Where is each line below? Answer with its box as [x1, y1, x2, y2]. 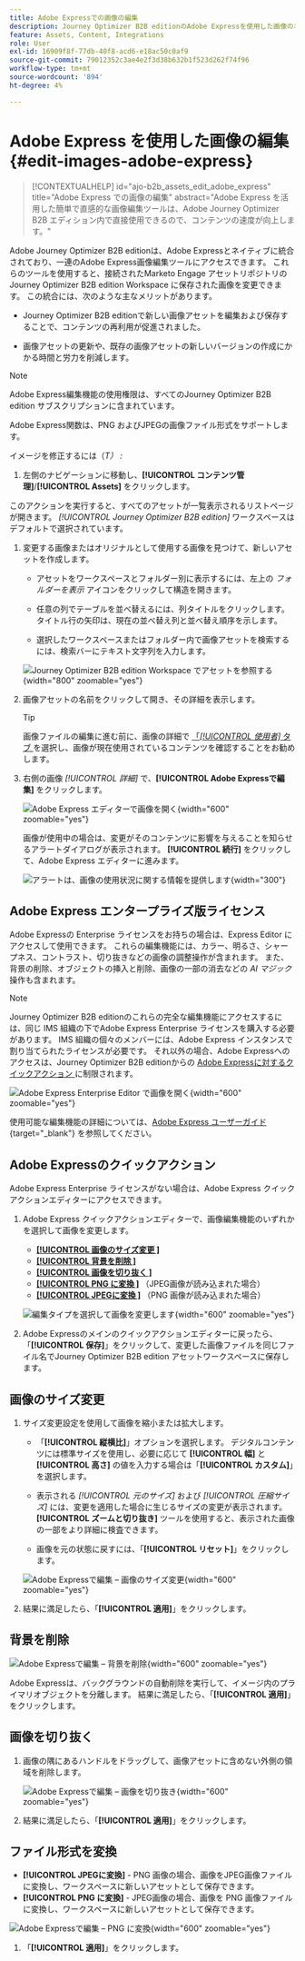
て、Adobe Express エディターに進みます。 [22, 855, 184, 866]
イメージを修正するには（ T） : [9, 450, 123, 461]
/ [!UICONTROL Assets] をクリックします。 [34, 481, 195, 492]
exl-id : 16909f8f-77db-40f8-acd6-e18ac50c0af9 [9, 47, 189, 56]
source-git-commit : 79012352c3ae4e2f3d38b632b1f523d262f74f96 [9, 55, 250, 65]
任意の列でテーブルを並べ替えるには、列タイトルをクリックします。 [35, 603, 290, 614]
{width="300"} [230, 874, 286, 885]
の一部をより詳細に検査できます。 [35, 1524, 163, 1535]
